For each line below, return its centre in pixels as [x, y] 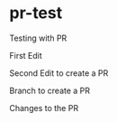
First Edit [26, 55]
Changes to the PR [44, 108]
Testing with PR [38, 38]
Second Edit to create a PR [59, 73]
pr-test [36, 13]
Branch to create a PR [50, 90]
